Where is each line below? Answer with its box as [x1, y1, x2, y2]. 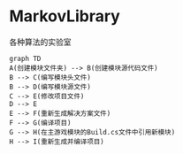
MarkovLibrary [9, 6, 121, 27]
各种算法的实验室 [9, 36, 72, 47]
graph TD [9, 54, 42, 63]
